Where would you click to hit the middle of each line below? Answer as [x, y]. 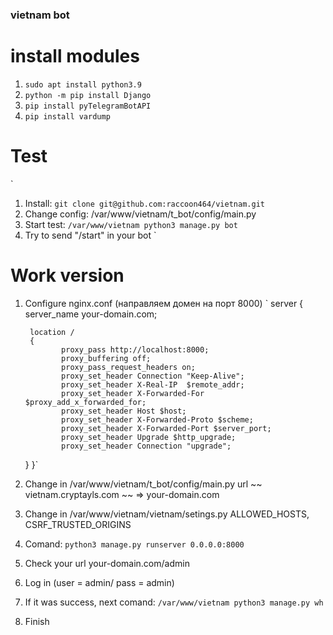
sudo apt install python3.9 [83, 84]
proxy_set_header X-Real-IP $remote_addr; [153, 384]
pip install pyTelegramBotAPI [88, 106]
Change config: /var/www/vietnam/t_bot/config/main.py [140, 214]
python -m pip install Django [88, 95]
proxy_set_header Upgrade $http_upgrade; [149, 437]
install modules [75, 56]
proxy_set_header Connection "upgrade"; [146, 446]
